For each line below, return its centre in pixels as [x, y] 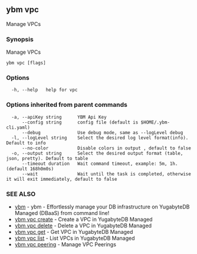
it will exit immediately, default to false [62, 179]
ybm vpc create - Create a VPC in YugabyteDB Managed [83, 219]
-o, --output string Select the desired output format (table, [97, 153]
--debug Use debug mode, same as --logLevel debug [102, 132]
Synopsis [20, 39]
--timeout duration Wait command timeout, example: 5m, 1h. [100, 164]
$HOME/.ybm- [155, 122]
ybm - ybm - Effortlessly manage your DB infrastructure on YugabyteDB [102, 207]
